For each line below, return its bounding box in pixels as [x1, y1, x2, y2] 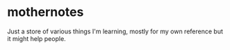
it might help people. [7, 34, 66, 42]
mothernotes [7, 4, 84, 20]
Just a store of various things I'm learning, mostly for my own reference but [7, 27, 224, 35]
